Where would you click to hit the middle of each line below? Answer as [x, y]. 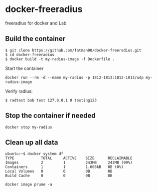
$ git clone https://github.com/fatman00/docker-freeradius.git [73, 50]
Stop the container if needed [50, 116]
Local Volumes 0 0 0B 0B [59, 171]
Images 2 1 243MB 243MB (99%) [69, 163]
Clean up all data [32, 142]
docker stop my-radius [29, 127]
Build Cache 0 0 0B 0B [59, 176]
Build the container [35, 39]
